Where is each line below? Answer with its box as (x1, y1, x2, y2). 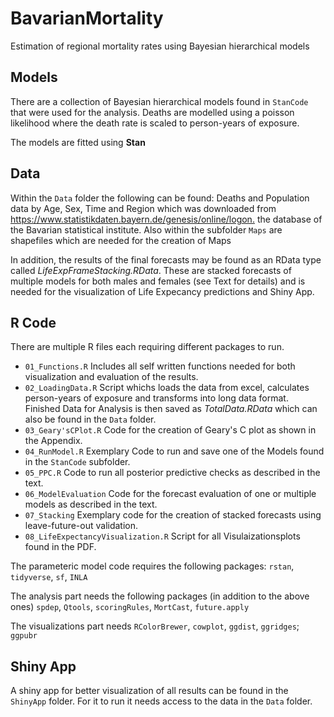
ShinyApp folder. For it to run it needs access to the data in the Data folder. (10, 695, 313, 707)
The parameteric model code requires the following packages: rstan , (10, 560, 295, 572)
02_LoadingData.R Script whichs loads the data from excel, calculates (24, 382, 310, 394)
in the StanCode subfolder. (24, 456, 131, 468)
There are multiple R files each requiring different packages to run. (10, 341, 285, 353)
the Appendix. (24, 435, 83, 447)
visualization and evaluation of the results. (24, 371, 199, 383)
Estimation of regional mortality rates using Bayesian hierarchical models (10, 40, 310, 52)
